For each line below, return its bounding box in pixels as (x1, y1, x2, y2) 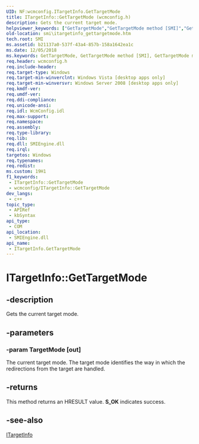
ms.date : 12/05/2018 (6, 47, 57, 53)
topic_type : (6, 202, 36, 207)
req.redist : (6, 163, 36, 169)
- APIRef (8, 207, 31, 213)
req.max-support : (6, 113, 49, 119)
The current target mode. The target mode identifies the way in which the (6, 359, 185, 366)
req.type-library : (6, 130, 52, 136)
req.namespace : (6, 119, 44, 125)
